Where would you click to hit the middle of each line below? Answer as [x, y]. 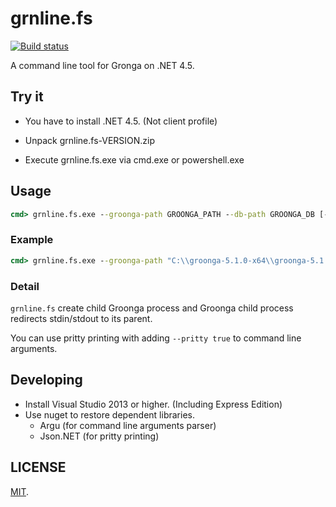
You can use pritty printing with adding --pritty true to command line [156, 338]
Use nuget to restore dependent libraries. [109, 414]
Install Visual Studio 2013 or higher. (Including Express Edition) [153, 404]
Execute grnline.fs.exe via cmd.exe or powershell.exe [134, 159]
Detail [25, 286]
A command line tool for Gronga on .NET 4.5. [102, 65]
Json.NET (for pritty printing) [99, 436]
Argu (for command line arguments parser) [128, 425]
